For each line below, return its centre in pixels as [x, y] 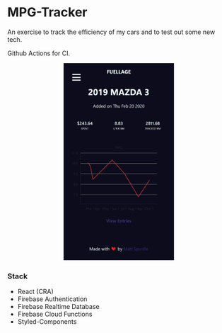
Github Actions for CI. [39, 53]
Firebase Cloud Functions [55, 314]
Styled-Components [47, 322]
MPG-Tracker [47, 12]
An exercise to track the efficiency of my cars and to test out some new [111, 32]
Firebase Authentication [52, 299]
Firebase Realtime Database [59, 307]
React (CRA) [36, 292]
